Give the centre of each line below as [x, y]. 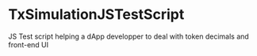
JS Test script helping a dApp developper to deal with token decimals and [129, 36]
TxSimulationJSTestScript [96, 15]
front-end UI [29, 44]
